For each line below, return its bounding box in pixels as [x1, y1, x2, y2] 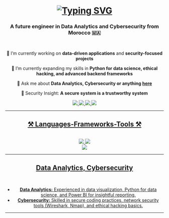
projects [75, 56, 94, 62]
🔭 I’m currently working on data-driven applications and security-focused [7, 50, 162, 56]
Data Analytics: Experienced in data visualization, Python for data [20, 186, 157, 193]
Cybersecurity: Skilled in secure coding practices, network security [17, 197, 159, 203]
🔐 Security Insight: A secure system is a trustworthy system [21, 90, 148, 96]
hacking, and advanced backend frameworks [36, 71, 133, 77]
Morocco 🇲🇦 [68, 29, 101, 36]
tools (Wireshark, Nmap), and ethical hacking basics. [33, 202, 143, 208]
